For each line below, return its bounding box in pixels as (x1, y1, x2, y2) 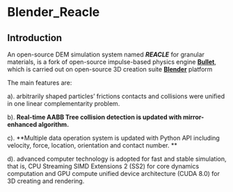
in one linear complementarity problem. (7, 99, 120, 108)
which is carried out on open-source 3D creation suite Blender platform (7, 65, 213, 73)
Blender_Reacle (7, 4, 100, 20)
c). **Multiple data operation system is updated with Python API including (7, 134, 220, 142)
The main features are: (7, 79, 72, 87)
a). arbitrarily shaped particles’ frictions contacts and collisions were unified (7, 92, 225, 100)
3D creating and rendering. (7, 177, 85, 185)
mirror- (183, 113, 204, 121)
